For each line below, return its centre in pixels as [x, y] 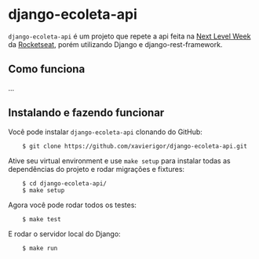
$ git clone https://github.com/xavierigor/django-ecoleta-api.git [135, 146]
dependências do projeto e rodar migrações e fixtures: [97, 169]
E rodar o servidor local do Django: [64, 234]
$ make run [40, 248]
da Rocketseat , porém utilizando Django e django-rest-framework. [115, 44]
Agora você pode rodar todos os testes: [73, 205]
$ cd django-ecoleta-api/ [65, 183]
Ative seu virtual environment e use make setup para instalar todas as [119, 161]
